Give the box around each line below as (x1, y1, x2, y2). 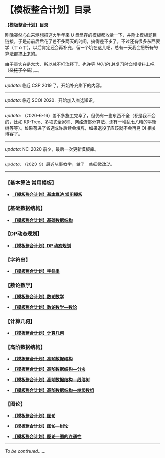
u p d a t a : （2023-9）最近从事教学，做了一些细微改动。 (5, 161, 115, 167)
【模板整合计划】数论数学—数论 (12, 304, 77, 310)
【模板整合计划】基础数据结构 (12, 217, 73, 223)
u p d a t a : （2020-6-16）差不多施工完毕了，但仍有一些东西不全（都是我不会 (5, 112, 156, 118)
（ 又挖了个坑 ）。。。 (5, 67, 42, 73)
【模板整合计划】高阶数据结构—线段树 (12, 377, 90, 383)
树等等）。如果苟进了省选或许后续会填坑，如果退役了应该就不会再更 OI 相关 (5, 125, 156, 131)
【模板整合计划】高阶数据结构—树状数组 (12, 387, 94, 393)
